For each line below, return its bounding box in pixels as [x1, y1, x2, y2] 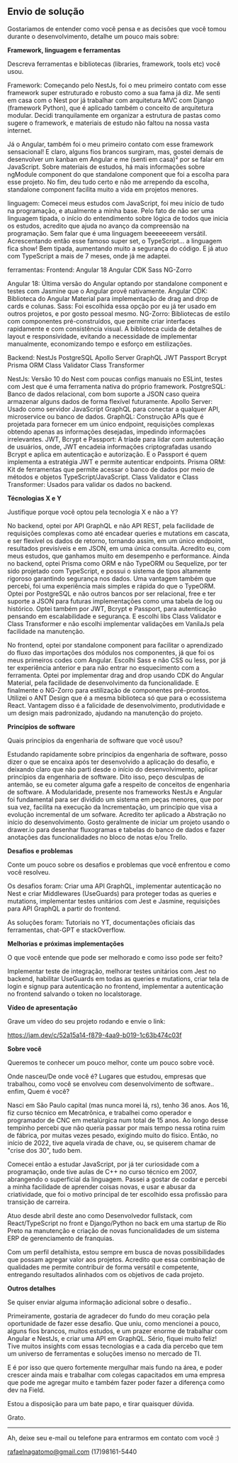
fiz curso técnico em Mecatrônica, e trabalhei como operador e [7, 1108, 193, 1117]
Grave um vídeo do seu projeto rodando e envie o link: [7, 1017, 166, 1025]
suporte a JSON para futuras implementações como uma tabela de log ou [7, 596, 223, 606]
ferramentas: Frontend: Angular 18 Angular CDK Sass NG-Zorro [7, 265, 193, 274]
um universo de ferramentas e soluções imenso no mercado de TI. [7, 1349, 202, 1358]
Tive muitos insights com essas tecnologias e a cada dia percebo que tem [7, 1342, 223, 1350]
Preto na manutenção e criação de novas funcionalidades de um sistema [7, 1226, 220, 1234]
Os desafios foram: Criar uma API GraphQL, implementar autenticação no [7, 882, 222, 890]
